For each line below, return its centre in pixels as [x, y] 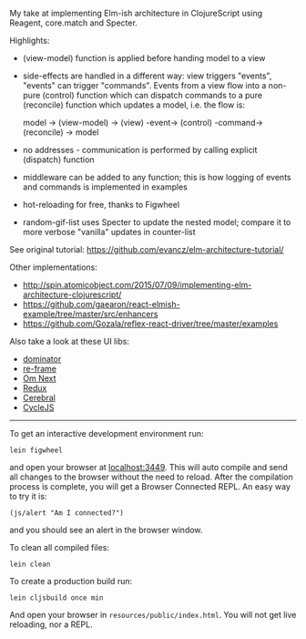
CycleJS [38, 407]
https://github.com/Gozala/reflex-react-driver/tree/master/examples [150, 324]
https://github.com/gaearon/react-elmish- [101, 304]
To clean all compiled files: [59, 547]
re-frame [40, 369]
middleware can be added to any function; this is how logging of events [157, 177]
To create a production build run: [71, 581]
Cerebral [39, 397]
